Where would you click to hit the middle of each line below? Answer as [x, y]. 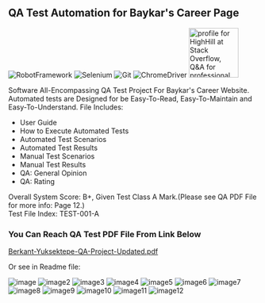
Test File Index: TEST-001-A [54, 213]
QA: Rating [37, 181]
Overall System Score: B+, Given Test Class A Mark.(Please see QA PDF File [132, 197]
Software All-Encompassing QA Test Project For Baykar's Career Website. [129, 90]
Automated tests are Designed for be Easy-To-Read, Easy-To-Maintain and [130, 98]
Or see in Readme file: [44, 267]
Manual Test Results [53, 164]
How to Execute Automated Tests [74, 131]
